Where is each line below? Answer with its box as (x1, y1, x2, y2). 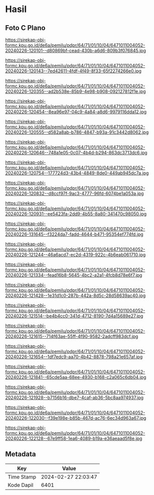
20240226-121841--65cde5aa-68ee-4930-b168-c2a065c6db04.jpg (5, 374, 146, 380)
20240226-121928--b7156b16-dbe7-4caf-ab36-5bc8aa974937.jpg (5, 394, 144, 401)
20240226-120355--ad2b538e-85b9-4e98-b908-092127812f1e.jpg (5, 88, 146, 94)
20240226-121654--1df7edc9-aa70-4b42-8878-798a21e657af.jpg (5, 354, 143, 360)
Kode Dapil (8, 481, 34, 488)
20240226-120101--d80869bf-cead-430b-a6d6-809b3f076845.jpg (5, 48, 146, 53)
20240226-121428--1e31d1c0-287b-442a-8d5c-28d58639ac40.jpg (5, 292, 146, 299)
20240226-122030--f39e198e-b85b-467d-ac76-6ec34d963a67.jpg (5, 415, 146, 421)
